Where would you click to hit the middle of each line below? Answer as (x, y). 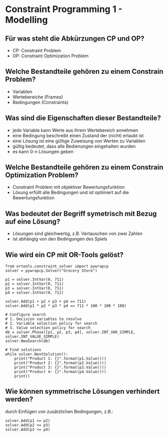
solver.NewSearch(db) (28, 341)
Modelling (27, 20)
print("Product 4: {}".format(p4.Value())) (60, 372)
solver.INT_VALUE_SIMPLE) (32, 337)
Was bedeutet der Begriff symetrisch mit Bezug (81, 214)
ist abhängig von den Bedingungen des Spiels (60, 239)
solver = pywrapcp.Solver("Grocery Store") (51, 271)
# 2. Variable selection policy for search (51, 323)
